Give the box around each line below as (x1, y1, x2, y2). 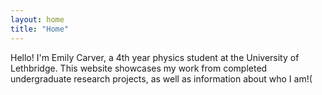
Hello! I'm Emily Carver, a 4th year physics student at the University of (10, 51, 300, 63)
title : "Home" (10, 24, 70, 34)
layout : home (10, 14, 65, 25)
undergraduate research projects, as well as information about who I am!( (10, 72, 313, 85)
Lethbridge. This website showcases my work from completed (10, 62, 268, 74)
